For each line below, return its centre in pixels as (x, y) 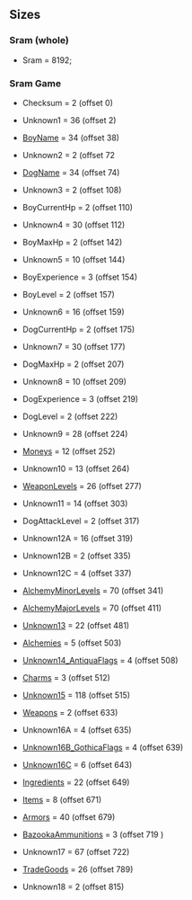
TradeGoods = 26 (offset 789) (78, 869)
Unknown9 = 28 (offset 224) (75, 433)
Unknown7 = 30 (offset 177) (74, 346)
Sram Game (35, 83)
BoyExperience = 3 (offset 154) (79, 277)
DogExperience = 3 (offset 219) (80, 398)
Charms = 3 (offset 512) (66, 677)
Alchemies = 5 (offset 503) (72, 643)
